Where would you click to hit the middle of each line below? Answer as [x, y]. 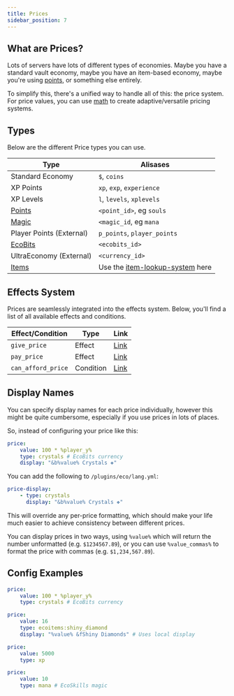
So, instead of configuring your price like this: [73, 430]
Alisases [155, 165]
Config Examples [45, 573]
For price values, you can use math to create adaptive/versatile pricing [109, 101]
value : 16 [34, 622]
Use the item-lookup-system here [155, 268]
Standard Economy [42, 177]
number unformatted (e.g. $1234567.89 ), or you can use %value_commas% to [113, 544]
